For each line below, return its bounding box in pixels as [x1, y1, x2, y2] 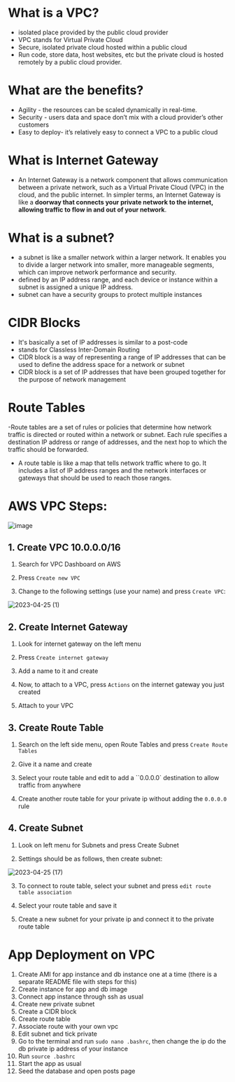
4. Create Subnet [8, 822, 83, 834]
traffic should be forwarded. [8, 445, 90, 453]
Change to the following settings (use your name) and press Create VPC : [17, 587, 226, 596]
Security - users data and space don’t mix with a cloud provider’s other [17, 113, 223, 121]
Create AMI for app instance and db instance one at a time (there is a [17, 970, 218, 978]
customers [17, 120, 50, 129]
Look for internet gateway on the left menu [17, 639, 142, 648]
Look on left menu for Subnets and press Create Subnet [17, 840, 179, 849]
